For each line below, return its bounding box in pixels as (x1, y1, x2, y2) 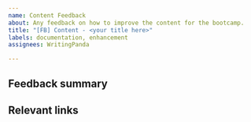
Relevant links (8, 103, 79, 116)
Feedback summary (8, 76, 109, 91)
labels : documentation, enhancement (8, 33, 128, 42)
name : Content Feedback (8, 11, 87, 20)
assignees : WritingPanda (8, 41, 90, 49)
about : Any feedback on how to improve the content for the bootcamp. (8, 19, 245, 27)
